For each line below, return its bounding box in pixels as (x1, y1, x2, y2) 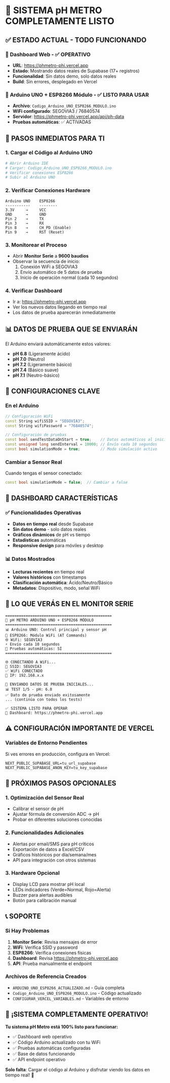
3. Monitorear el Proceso (5, 241, 67, 248)
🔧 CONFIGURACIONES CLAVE (5, 387, 100, 396)
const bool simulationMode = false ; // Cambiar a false (5, 480, 128, 485)
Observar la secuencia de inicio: (12, 258, 80, 264)
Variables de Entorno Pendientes (5, 739, 88, 746)
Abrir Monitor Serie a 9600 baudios (12, 252, 89, 259)
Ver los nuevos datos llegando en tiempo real (12, 304, 107, 310)
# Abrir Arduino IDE (5, 161, 49, 166)
